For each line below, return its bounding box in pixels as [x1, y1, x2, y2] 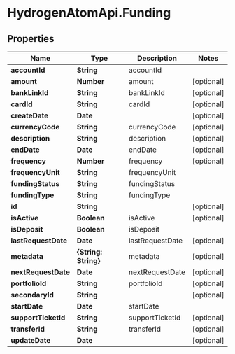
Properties [7, 33, 55, 45]
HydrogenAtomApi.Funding [7, 5, 171, 21]
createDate [10, 111, 49, 120]
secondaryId [10, 290, 55, 299]
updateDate [10, 336, 51, 345]
